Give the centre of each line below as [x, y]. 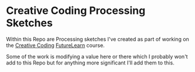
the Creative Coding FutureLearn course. [55, 45]
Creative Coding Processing [76, 11]
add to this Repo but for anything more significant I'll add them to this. [90, 63]
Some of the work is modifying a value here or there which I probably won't [97, 56]
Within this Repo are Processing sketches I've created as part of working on [97, 39]
